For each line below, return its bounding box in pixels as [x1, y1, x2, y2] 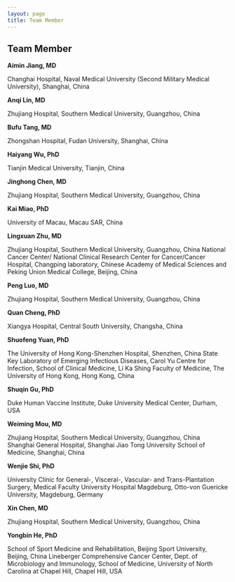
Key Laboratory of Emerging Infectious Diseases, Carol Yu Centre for [7, 357, 206, 365]
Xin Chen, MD [7, 504, 49, 513]
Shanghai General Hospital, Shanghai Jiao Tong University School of [7, 441, 206, 449]
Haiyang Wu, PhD [7, 150, 60, 158]
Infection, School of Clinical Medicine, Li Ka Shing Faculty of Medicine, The [7, 364, 224, 372]
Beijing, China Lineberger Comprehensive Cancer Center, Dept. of [7, 552, 198, 561]
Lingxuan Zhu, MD [7, 232, 62, 241]
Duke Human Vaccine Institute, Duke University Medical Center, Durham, [7, 399, 217, 407]
